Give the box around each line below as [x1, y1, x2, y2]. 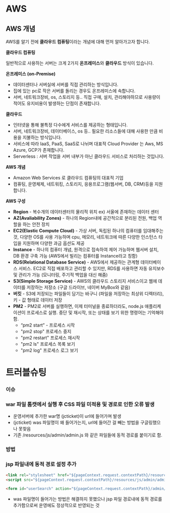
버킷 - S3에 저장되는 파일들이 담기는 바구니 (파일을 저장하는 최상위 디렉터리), [13, 291, 164, 296]
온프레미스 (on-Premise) [6, 71, 56, 77]
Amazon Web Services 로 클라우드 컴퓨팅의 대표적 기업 [13, 175, 124, 180]
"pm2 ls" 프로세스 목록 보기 [20, 341, 75, 347]
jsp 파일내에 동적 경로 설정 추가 [6, 461, 77, 468]
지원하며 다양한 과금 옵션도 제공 [22, 240, 85, 246]
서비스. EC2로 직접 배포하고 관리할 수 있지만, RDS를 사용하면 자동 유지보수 [18, 266, 165, 271]
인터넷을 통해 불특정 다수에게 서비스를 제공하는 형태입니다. [13, 122, 128, 127]
